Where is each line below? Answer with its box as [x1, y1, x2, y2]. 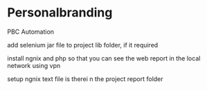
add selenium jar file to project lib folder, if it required [7, 41, 159, 49]
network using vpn [7, 61, 61, 69]
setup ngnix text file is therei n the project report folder [7, 74, 164, 83]
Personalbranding [7, 5, 113, 21]
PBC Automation [7, 27, 54, 36]
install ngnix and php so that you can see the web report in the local [7, 54, 201, 63]
